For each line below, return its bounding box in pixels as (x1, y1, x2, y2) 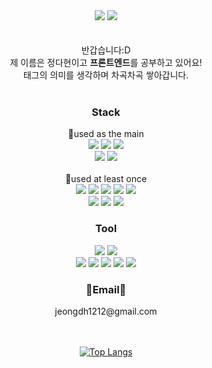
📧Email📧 (85, 282, 127, 296)
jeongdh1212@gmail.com (54, 305, 158, 317)
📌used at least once (64, 173, 148, 185)
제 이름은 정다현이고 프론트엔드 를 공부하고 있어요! (9, 57, 203, 68)
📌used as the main (67, 128, 145, 140)
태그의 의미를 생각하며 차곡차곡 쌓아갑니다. (22, 69, 190, 81)
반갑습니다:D (81, 44, 131, 56)
